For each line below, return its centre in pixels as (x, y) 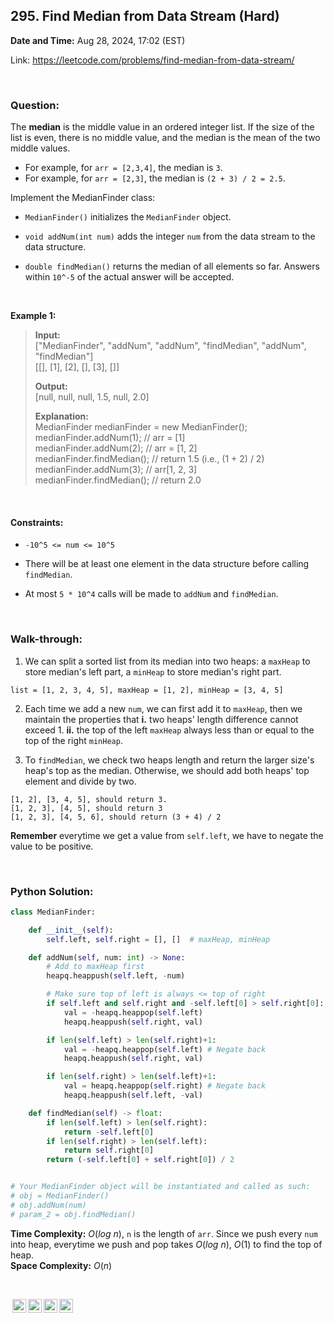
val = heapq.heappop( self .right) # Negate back (165, 1086)
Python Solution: (52, 891)
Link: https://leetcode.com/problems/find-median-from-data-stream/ (152, 60)
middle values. (40, 148)
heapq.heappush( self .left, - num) (116, 976)
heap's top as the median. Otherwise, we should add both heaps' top (167, 770)
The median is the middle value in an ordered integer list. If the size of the (162, 127)
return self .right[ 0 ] (109, 1150)
